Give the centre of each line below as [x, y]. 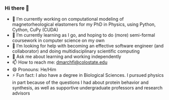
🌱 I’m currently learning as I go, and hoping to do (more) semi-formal [83, 35]
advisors [21, 93]
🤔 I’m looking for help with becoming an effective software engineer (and [88, 46]
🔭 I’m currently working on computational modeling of [68, 19]
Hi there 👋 [17, 8]
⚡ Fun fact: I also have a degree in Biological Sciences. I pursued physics [88, 75]
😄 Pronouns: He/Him [34, 70]
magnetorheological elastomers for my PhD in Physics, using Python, [84, 24]
